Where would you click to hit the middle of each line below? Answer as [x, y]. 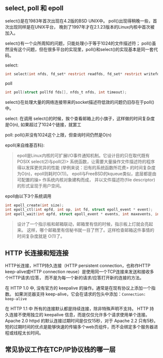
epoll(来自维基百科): [25, 145]
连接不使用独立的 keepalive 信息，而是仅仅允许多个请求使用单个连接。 [79, 315]
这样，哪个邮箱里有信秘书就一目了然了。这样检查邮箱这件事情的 [90, 230]
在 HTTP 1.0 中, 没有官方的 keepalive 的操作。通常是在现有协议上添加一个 [78, 288]
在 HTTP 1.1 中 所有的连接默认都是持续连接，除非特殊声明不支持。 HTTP [77, 309]
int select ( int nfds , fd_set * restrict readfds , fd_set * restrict [73, 74]
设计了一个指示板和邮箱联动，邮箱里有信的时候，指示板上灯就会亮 [83, 224]
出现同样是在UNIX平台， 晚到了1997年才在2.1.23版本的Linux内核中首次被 [82, 27]
